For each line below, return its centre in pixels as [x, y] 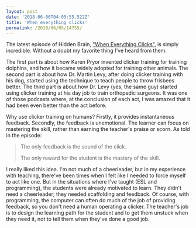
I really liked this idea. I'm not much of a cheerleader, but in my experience [96, 170]
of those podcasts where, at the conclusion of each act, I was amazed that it [98, 99]
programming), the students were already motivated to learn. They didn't [94, 188]
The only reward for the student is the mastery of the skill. [90, 158]
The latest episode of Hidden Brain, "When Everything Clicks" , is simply [92, 44]
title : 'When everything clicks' [47, 22]
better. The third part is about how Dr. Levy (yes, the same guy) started [92, 87]
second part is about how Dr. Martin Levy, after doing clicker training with [94, 74]
